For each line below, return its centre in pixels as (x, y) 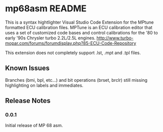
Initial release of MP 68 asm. (34, 126)
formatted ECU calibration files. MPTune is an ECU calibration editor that (79, 27)
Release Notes (28, 101)
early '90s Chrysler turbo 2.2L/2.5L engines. (50, 38)
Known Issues (27, 68)
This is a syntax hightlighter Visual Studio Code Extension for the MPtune (80, 22)
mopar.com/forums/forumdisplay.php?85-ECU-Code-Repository (71, 43)
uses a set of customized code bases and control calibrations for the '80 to (81, 33)
